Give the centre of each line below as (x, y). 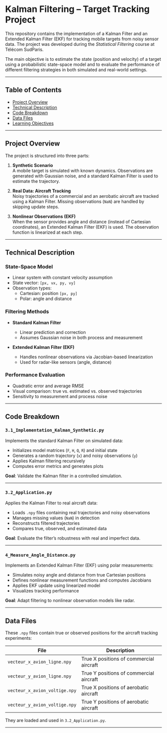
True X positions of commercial (118, 659)
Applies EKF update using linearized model (56, 586)
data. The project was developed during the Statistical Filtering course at (80, 44)
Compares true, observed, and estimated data (59, 528)
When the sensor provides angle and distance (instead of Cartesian (82, 221)
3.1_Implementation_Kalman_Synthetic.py (55, 430)
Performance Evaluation (35, 375)
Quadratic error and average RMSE (48, 386)
